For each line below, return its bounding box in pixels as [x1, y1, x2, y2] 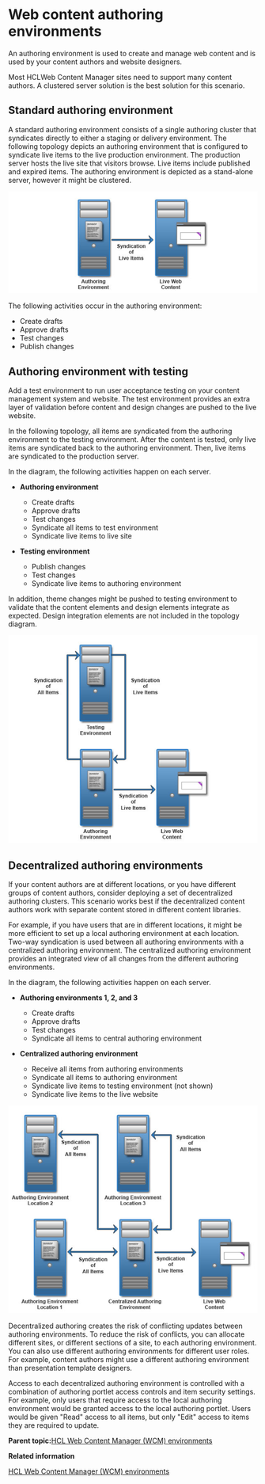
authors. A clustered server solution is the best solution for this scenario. [8, 81, 245, 90]
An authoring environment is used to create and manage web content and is [8, 48, 256, 58]
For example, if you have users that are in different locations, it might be [8, 920, 243, 930]
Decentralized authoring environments [8, 858, 203, 872]
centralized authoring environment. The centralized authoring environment [8, 946, 252, 955]
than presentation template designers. [8, 1364, 133, 1372]
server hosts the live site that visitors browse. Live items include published [8, 158, 251, 168]
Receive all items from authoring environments [31, 1064, 184, 1074]
